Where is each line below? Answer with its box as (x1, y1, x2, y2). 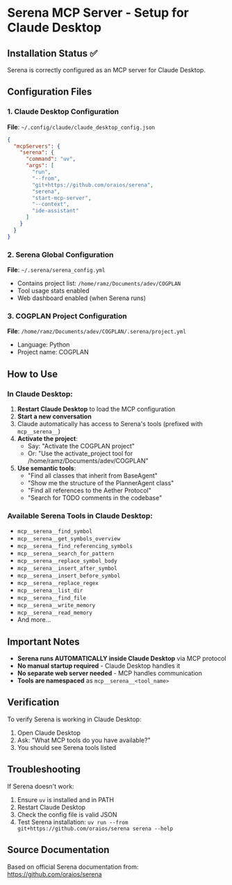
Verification (7, 696, 60, 708)
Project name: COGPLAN (17, 348, 89, 357)
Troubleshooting (7, 764, 81, 776)
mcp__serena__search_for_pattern (17, 550, 115, 558)
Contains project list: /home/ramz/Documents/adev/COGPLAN (17, 279, 181, 287)
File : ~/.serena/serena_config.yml (7, 265, 106, 274)
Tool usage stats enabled (17, 286, 90, 295)
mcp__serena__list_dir (17, 587, 83, 595)
